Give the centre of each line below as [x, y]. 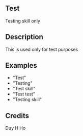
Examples [21, 65]
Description [24, 37]
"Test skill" [24, 89]
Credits [17, 116]
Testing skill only [23, 21]
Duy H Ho [16, 128]
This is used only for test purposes [42, 49]
